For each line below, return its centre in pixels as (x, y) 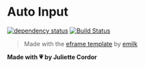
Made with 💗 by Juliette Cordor (52, 57)
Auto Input (38, 12)
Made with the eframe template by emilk (81, 44)
